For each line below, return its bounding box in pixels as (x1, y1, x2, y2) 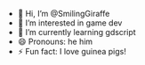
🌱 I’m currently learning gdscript (17, 27, 136, 37)
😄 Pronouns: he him (17, 36, 93, 47)
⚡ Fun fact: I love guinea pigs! (17, 47, 126, 56)
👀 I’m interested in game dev (17, 18, 123, 28)
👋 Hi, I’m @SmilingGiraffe (17, 9, 110, 18)
